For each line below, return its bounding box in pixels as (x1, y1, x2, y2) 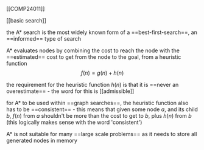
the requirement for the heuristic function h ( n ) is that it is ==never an (6, 81, 179, 88)
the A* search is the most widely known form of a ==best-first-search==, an (6, 29, 198, 36)
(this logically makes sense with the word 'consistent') (6, 118, 142, 126)
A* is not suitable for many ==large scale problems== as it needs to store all (6, 131, 197, 137)
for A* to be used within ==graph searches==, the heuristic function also (6, 100, 189, 106)
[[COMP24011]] (6, 5, 45, 12)
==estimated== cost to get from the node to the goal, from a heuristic (6, 53, 181, 60)
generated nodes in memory (6, 137, 78, 144)
